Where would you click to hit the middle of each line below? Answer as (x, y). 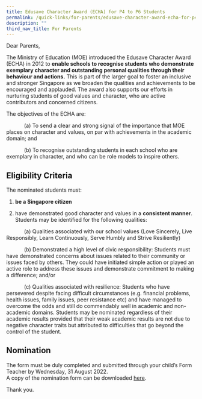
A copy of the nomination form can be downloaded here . (76, 378)
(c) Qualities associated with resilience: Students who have (97, 287)
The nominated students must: (44, 190)
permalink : (20, 17)
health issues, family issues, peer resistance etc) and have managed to (94, 300)
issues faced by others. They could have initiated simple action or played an (100, 262)
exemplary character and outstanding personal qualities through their (95, 71)
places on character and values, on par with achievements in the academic (99, 132)
